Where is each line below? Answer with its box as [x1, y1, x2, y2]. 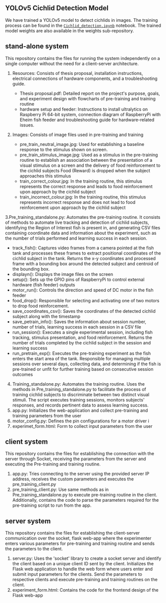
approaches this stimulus [19, 173, 71, 179]
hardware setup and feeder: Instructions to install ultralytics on [19, 106, 148, 112]
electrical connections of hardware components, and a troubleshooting [12, 75, 158, 81]
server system [5, 517, 51, 525]
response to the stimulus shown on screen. [19, 146, 108, 152]
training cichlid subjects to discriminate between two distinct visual [12, 392, 150, 398]
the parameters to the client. [5, 546, 63, 552]
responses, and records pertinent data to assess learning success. [12, 402, 149, 408]
